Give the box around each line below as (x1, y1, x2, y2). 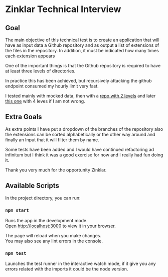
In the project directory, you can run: (5, 195, 81, 201)
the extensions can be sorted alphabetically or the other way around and (5, 131, 155, 137)
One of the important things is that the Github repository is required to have (5, 63, 161, 68)
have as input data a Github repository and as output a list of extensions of (5, 42, 159, 48)
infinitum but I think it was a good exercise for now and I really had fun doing (5, 152, 163, 158)
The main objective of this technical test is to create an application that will (5, 37, 159, 43)
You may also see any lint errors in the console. (5, 238, 103, 244)
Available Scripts (5, 181, 59, 190)
